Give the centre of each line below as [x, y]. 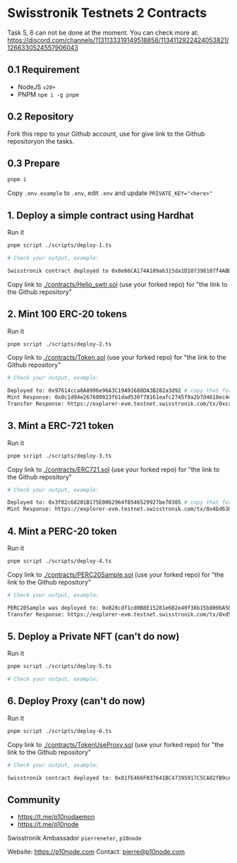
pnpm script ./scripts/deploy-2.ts [60, 344]
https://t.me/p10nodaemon [56, 817]
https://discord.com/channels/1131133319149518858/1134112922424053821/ [118, 40]
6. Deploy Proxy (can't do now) [77, 701]
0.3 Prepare [34, 163]
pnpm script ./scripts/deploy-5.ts [60, 667]
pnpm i [17, 180]
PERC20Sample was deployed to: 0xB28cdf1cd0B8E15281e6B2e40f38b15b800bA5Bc [121, 608]
